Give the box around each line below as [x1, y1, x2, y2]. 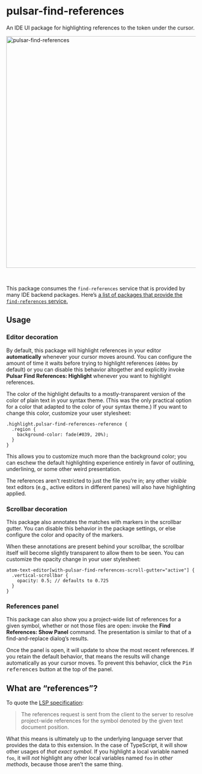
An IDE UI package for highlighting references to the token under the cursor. [6, 24, 195, 31]
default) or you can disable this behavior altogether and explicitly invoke [6, 365, 185, 373]
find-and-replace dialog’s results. [6, 635, 89, 642]
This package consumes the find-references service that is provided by [6, 284, 185, 292]
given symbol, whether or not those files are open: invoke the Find [6, 622, 171, 629]
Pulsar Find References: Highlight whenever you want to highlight [6, 372, 171, 379]
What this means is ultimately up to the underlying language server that [6, 735, 183, 743]
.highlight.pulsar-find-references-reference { [6, 421, 128, 427]
